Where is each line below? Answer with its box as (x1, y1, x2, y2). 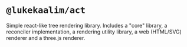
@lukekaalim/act (6, 5, 86, 16)
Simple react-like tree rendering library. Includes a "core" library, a (6, 22, 168, 29)
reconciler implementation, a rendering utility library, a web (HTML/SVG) (6, 28, 182, 35)
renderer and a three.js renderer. (6, 34, 86, 41)
